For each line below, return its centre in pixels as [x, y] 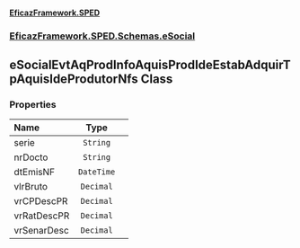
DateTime [97, 172]
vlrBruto [31, 187]
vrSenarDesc [41, 231]
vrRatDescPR [42, 216]
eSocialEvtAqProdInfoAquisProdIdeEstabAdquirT [150, 64]
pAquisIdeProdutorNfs [74, 79]
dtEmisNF [35, 173]
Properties [33, 104]
